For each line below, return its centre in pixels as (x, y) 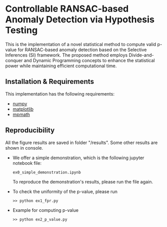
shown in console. (24, 148)
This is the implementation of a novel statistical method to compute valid (81, 44)
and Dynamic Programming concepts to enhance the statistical (89, 60)
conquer (14, 60)
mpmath (21, 114)
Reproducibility (30, 130)
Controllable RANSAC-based (67, 9)
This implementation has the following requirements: (60, 94)
